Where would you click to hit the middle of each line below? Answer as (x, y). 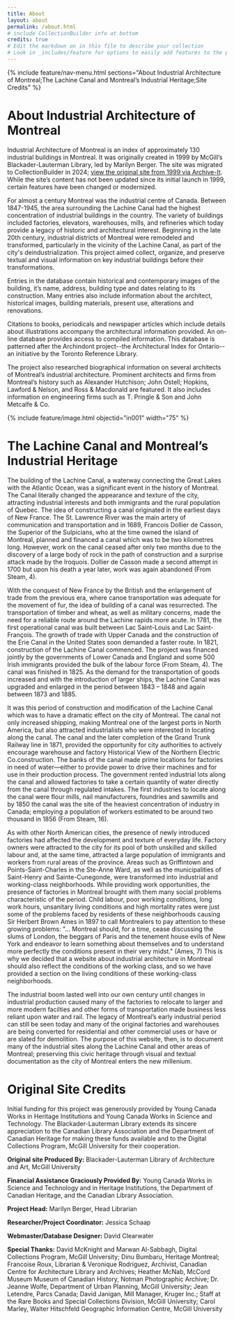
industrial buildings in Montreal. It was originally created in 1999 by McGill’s (115, 157)
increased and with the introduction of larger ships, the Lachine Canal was (114, 679)
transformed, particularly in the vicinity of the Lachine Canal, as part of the (114, 244)
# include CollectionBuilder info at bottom (73, 33)
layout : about (28, 20)
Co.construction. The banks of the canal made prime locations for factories (115, 759)
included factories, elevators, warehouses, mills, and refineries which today (116, 222)
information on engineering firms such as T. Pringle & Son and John (104, 397)
